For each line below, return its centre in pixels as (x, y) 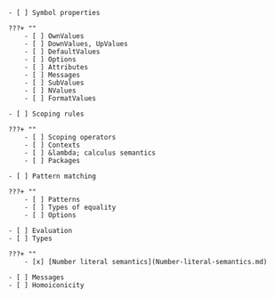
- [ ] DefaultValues (62, 52)
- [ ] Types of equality (70, 207)
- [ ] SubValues (54, 83)
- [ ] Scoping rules (46, 114)
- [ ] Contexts (53, 145)
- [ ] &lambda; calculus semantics (90, 153)
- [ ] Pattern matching (53, 176)
